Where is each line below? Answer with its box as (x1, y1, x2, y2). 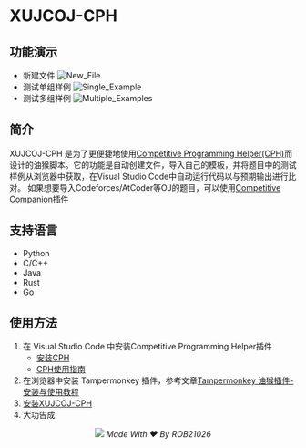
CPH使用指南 (36, 364, 87, 375)
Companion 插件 (9, 193, 69, 204)
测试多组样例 (22, 93, 71, 103)
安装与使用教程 (22, 387, 79, 398)
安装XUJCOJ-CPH (22, 398, 93, 409)
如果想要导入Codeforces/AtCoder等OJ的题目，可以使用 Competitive (26, 182, 281, 193)
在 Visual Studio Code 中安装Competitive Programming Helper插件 (22, 341, 273, 352)
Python (22, 247, 50, 258)
